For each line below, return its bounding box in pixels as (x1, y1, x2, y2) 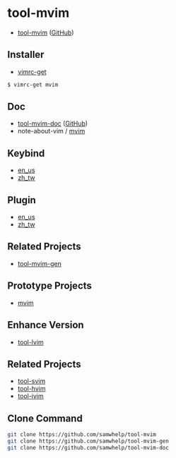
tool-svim (17, 377, 46, 385)
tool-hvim (17, 385, 46, 393)
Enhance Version (7, 319, 84, 331)
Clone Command (7, 412, 83, 424)
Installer (7, 49, 45, 61)
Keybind (7, 147, 45, 159)
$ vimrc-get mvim (7, 81, 59, 88)
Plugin (7, 194, 37, 206)
